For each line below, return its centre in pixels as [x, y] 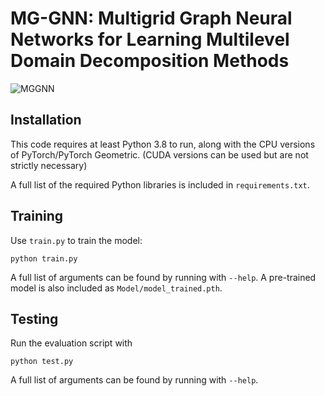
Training [37, 216]
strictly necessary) [49, 165]
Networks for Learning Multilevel [150, 39]
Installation [46, 120]
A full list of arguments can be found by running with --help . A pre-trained [163, 277]
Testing [34, 318]
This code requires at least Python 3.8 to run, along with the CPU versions [163, 144]
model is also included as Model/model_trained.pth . [116, 288]
